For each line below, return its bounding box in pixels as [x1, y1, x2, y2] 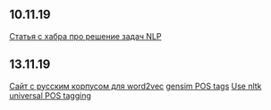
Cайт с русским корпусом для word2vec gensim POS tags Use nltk [9, 80, 262, 91]
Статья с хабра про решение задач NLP [9, 30, 162, 41]
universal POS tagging [9, 89, 92, 101]
